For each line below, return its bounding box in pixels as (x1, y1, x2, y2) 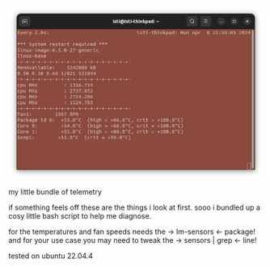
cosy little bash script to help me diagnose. (8, 211, 152, 220)
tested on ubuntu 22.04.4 (8, 251, 94, 261)
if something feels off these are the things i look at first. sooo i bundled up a (8, 202, 261, 212)
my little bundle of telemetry (8, 186, 103, 196)
